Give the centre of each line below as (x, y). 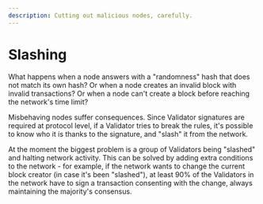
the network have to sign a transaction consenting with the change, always (131, 183)
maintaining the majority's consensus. (70, 191)
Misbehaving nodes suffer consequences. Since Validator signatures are (127, 117)
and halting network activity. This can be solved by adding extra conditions (131, 157)
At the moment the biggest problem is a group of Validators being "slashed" (132, 149)
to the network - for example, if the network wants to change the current (127, 166)
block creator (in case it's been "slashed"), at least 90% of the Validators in (131, 174)
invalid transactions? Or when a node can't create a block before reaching (129, 93)
